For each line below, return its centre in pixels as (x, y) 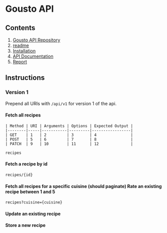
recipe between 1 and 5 (30, 192)
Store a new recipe (25, 225)
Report (20, 62)
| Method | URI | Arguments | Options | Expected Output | (69, 126)
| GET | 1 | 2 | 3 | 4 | (69, 135)
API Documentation (33, 56)
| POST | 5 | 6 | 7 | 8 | (69, 139)
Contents (20, 28)
